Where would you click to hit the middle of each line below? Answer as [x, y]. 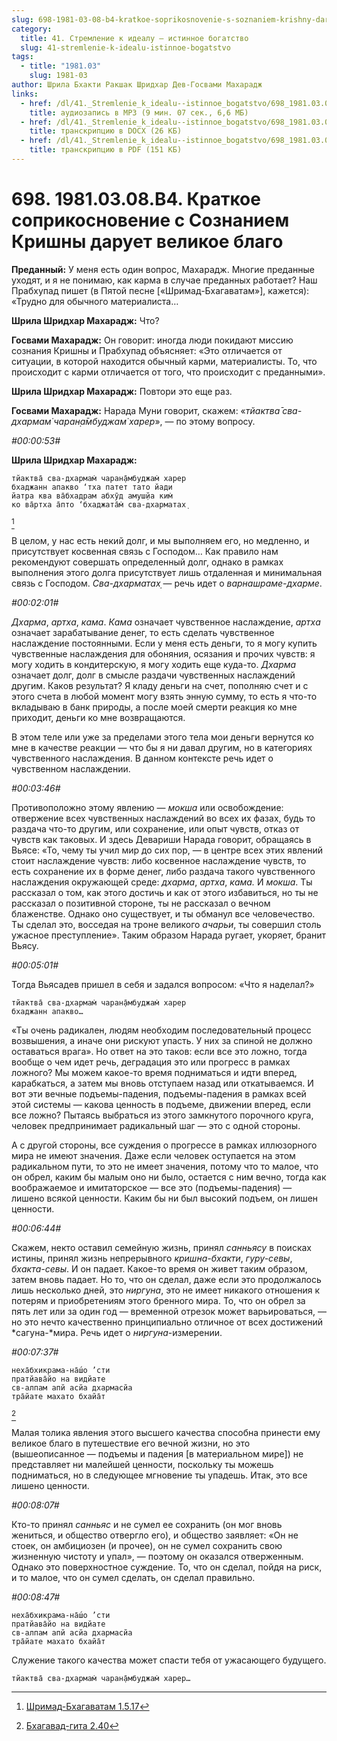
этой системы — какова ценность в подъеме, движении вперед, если [161, 1104]
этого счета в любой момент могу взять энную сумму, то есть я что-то [164, 696]
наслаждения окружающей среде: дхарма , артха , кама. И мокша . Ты [162, 882]
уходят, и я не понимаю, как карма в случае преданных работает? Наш [164, 280]
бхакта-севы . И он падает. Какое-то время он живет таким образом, [159, 1268]
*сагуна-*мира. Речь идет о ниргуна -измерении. [117, 1332]
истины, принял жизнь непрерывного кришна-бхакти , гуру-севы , [152, 1258]
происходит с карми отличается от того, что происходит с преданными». [168, 372]
